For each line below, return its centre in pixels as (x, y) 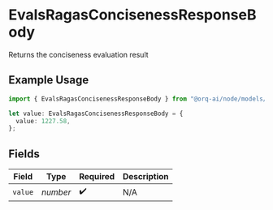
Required (97, 177)
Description (145, 177)
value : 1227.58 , (43, 121)
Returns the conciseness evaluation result (78, 54)
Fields (24, 154)
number (56, 192)
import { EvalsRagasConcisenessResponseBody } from (97, 99)
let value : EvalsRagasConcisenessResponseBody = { (96, 114)
